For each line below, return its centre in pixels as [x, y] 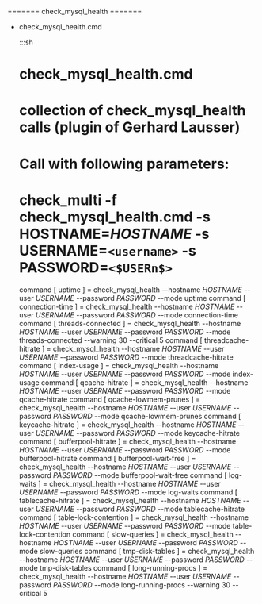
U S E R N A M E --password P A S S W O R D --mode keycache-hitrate [138, 433]
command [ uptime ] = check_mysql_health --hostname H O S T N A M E [131, 290]
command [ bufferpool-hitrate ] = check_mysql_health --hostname [127, 441]
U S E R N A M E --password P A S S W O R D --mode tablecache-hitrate [140, 509]
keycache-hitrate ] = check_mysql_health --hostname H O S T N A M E [127, 425]
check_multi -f [68, 200]
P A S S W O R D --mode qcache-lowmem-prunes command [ [147, 416]
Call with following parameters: [124, 164]
